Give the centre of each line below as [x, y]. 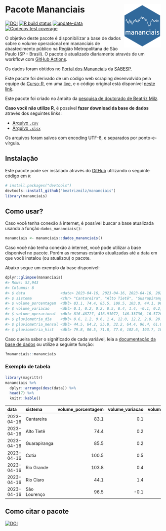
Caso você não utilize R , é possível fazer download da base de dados [77, 108]
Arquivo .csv [25, 123]
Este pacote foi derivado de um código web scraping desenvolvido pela [78, 78]
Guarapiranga [39, 443]
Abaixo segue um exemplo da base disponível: [52, 268]
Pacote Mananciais [45, 10]
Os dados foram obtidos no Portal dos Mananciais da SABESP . [69, 69]
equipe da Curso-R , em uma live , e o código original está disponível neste [80, 84]
